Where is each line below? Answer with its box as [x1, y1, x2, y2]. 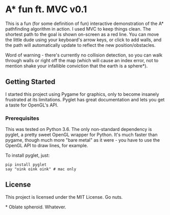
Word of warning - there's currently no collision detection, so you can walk [5, 52, 162, 58]
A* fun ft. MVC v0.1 [5, 4, 87, 15]
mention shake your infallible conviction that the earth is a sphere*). [5, 63, 148, 69]
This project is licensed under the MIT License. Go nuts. [5, 194, 123, 200]
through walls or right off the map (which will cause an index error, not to [5, 57, 159, 63]
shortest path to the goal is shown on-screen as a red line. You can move [5, 31, 159, 37]
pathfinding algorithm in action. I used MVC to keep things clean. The [5, 25, 151, 32]
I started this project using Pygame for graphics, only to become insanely [5, 91, 159, 97]
